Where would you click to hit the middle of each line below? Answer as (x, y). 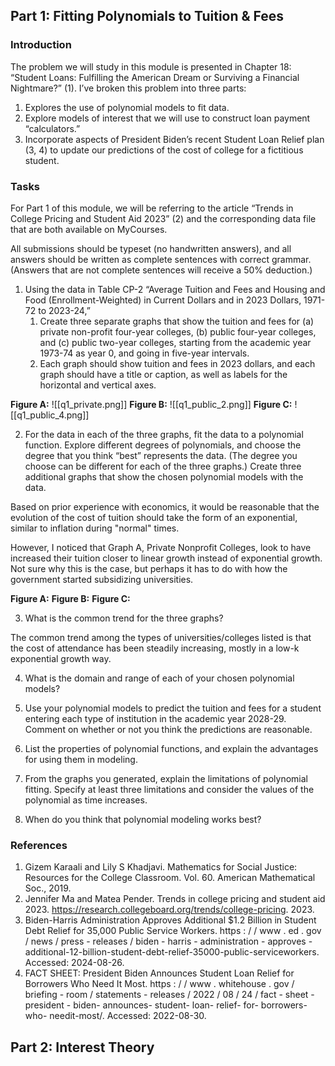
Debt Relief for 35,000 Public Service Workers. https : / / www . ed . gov (173, 931)
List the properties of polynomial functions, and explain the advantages (171, 748)
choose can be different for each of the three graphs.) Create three (163, 466)
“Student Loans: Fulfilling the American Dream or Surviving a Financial (155, 77)
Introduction (41, 45)
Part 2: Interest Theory (82, 1047)
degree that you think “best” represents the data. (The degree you (161, 455)
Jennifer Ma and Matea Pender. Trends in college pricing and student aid (175, 899)
